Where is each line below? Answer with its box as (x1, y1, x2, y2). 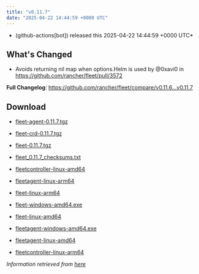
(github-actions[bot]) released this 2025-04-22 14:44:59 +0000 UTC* (15, 31, 194, 39)
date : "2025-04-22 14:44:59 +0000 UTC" (6, 15, 108, 21)
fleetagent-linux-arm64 (15, 177, 75, 185)
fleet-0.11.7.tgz (15, 142, 51, 149)
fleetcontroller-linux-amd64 (15, 166, 86, 173)
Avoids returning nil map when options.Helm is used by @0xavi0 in (15, 66, 184, 73)
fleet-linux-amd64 (15, 213, 61, 221)
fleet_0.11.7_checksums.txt (15, 154, 81, 161)
